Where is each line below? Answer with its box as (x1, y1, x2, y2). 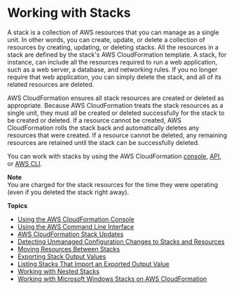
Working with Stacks (7, 5, 131, 21)
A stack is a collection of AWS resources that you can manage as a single (7, 28, 219, 36)
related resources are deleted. (7, 80, 95, 88)
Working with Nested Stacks (17, 267, 100, 275)
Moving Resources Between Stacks (17, 244, 121, 253)
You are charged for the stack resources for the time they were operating (7, 180, 219, 188)
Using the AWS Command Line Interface (17, 222, 135, 230)
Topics (7, 201, 28, 209)
